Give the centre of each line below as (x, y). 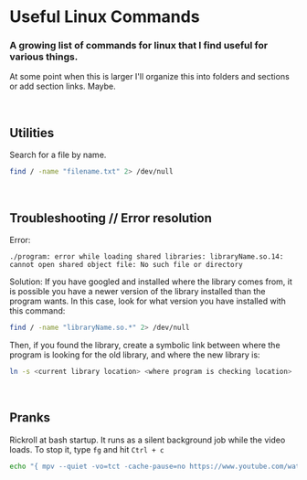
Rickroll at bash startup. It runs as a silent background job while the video (148, 440)
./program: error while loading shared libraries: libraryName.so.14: (147, 256)
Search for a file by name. (58, 155)
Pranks (30, 418)
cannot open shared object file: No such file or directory (127, 264)
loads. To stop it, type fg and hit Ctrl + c (87, 449)
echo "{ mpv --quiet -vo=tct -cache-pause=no (97, 466)
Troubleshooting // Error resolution (111, 218)
